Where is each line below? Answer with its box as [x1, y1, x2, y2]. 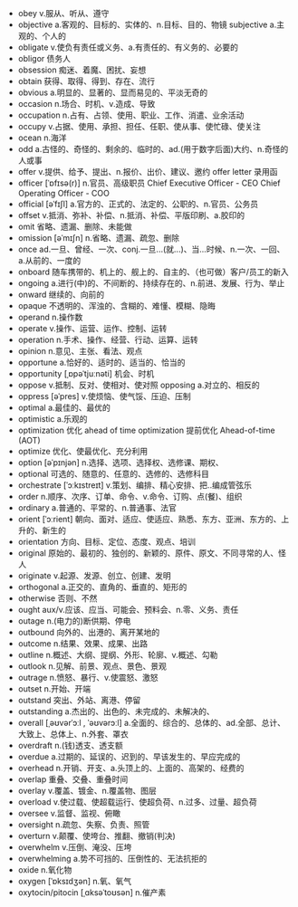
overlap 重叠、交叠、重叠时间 [17, 774, 129, 785]
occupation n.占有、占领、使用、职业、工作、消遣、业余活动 [17, 110, 245, 120]
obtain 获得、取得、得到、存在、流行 [17, 76, 156, 86]
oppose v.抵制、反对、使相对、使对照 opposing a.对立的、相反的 [17, 379, 260, 390]
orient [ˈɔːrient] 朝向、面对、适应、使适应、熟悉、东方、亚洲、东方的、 [17, 514, 282, 524]
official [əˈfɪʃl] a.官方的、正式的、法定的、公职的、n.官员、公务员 [17, 198, 259, 209]
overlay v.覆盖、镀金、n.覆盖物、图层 [17, 786, 157, 796]
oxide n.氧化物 [17, 864, 72, 875]
